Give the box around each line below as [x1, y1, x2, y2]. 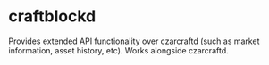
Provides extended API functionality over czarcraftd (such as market [8, 36, 260, 46]
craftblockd [8, 6, 97, 27]
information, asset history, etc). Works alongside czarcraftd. [8, 45, 229, 55]
